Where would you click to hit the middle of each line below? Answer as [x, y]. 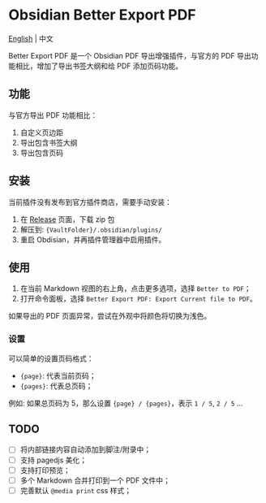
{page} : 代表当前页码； [58, 375]
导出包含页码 [41, 153]
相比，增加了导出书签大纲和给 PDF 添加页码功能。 [99, 66]
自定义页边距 [41, 132]
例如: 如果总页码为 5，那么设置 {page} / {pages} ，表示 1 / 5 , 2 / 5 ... [126, 403]
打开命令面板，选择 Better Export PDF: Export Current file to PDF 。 [138, 299]
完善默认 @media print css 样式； [76, 490]
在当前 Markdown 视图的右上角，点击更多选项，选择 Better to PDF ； [135, 288]
